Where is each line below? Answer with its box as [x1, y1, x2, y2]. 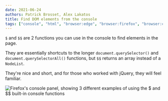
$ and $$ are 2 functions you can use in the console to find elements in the [5, 35, 158, 41]
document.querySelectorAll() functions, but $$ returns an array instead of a [5, 55, 161, 61]
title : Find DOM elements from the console [5, 16, 97, 21]
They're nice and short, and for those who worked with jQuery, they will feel [5, 70, 161, 76]
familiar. [5, 75, 21, 81]
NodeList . [5, 60, 25, 66]
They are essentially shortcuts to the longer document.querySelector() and [5, 50, 159, 56]
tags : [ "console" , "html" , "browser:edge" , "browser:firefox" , [5, 21, 140, 26]
